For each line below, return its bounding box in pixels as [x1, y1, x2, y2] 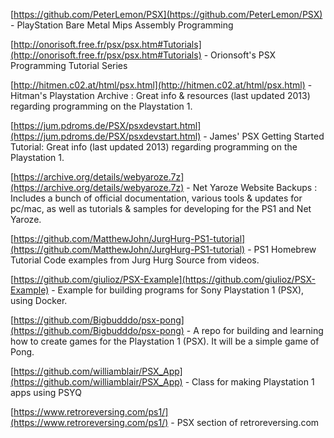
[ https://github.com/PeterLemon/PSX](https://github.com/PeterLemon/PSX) [10, 9, 323, 20]
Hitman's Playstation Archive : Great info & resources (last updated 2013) [10, 90, 311, 101]
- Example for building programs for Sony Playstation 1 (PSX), [51, 284, 305, 296]
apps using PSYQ [10, 387, 82, 398]
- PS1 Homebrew [247, 244, 317, 255]
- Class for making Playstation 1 [184, 376, 315, 388]
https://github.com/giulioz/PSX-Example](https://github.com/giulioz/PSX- [13, 274, 316, 285]
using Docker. [10, 295, 68, 306]
